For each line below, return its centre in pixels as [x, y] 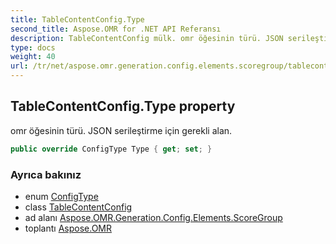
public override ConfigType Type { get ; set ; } [111, 149]
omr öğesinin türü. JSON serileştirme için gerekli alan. [121, 130]
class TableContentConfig [78, 207]
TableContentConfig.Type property [123, 106]
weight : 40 [33, 57]
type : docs [33, 47]
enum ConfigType [61, 196]
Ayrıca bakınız [46, 174]
